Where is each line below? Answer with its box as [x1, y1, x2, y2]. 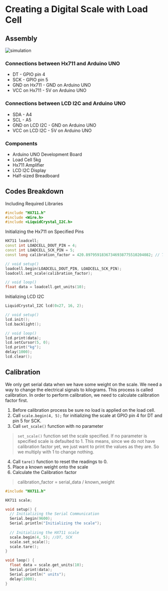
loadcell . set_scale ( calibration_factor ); [5, 271, 93, 276]
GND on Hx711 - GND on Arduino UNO [12, 82, 91, 88]
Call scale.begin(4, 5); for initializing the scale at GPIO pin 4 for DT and [12, 412, 162, 418]
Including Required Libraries [5, 200, 63, 206]
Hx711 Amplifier [12, 162, 44, 168]
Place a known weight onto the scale [12, 463, 88, 470]
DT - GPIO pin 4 [12, 71, 45, 77]
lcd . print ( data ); [5, 335, 41, 340]
